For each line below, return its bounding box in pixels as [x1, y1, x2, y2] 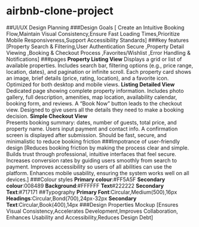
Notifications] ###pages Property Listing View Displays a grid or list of [6, 55, 182, 63]
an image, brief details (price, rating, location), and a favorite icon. [6, 74, 169, 82]
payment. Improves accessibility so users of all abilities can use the [6, 163, 172, 170]
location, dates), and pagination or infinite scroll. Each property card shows [6, 68, 191, 75]
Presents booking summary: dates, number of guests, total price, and [6, 119, 177, 126]
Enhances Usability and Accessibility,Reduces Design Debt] [6, 213, 154, 221]
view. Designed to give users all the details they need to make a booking [6, 106, 184, 113]
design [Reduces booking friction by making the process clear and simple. [6, 144, 189, 151]
